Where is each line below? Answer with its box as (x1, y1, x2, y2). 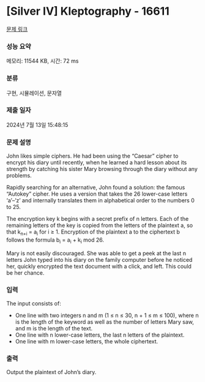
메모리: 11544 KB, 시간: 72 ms (6, 57, 79, 65)
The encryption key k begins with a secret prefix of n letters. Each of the (6, 215, 189, 223)
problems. (6, 172, 32, 179)
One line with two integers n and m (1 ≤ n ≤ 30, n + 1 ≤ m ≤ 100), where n (15, 311, 199, 319)
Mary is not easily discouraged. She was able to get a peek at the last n (6, 250, 187, 257)
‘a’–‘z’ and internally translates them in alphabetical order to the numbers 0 (6, 197, 195, 204)
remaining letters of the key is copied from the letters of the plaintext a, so (6, 222, 193, 229)
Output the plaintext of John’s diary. (6, 369, 97, 376)
